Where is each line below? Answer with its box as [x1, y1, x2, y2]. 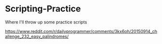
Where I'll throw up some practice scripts [5, 19, 87, 25]
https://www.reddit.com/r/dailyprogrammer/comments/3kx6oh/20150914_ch [5, 28, 158, 34]
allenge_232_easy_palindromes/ [5, 33, 69, 39]
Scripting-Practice [5, 3, 81, 14]
